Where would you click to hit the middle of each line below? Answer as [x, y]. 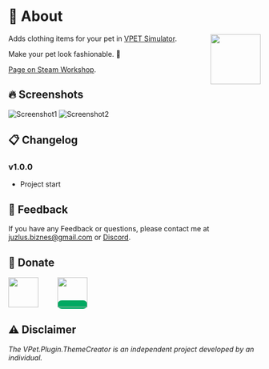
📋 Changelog [43, 140]
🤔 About [36, 16]
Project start [40, 184]
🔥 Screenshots [46, 95]
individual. [25, 357]
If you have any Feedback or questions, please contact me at [109, 229]
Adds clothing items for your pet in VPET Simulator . [93, 38]
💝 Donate [32, 262]
